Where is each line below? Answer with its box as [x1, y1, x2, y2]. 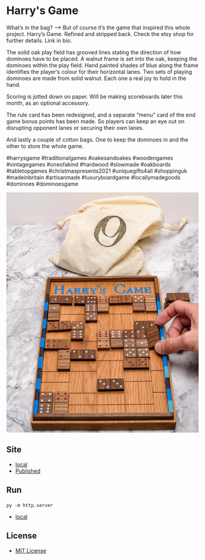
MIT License [15, 547, 47, 554]
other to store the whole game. [6, 142, 84, 149]
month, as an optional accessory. [6, 99, 90, 107]
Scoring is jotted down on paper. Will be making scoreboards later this [6, 93, 183, 100]
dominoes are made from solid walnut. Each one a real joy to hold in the [6, 74, 187, 82]
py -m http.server [6, 502, 53, 508]
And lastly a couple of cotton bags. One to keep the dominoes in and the [6, 135, 189, 143]
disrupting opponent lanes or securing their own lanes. [6, 124, 144, 131]
